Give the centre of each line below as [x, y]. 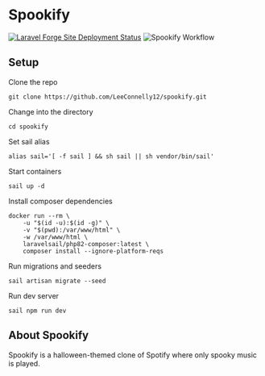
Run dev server [33, 295]
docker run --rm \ [39, 215]
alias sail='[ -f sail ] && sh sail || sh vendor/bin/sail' [112, 156]
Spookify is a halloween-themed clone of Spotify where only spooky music [133, 355]
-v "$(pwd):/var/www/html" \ [72, 230]
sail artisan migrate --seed [57, 281]
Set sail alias [29, 141]
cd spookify [28, 127]
